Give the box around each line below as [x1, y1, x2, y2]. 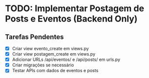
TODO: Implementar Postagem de [5, 3, 145, 14]
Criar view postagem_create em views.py [12, 51, 96, 57]
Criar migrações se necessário [12, 62, 74, 68]
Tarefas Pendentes [5, 33, 64, 41]
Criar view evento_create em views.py [12, 46, 89, 51]
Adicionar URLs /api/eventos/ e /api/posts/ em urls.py [12, 57, 121, 62]
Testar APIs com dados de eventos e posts [12, 68, 99, 74]
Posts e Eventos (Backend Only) [5, 13, 138, 24]
